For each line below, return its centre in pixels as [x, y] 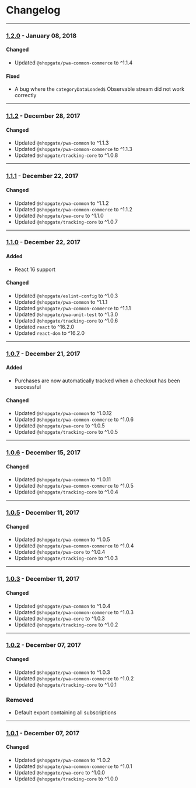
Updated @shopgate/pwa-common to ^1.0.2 [62, 760]
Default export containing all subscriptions [65, 712]
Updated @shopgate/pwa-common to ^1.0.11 [62, 479]
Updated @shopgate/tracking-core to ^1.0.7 [66, 222]
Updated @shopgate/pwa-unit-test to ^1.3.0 [66, 314]
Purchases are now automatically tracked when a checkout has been [97, 381]
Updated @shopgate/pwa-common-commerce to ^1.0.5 [74, 486]
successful [28, 386]
